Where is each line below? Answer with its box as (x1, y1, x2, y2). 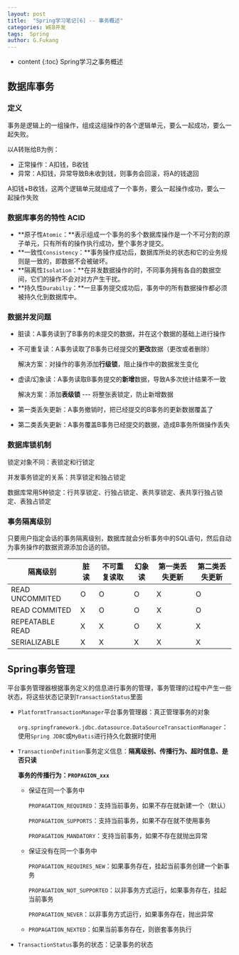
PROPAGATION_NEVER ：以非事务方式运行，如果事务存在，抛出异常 (28, 909, 214, 918)
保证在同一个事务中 (28, 785, 85, 795)
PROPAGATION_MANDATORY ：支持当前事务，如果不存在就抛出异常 (28, 831, 208, 840)
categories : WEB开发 (7, 24, 66, 31)
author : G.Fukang (7, 37, 59, 44)
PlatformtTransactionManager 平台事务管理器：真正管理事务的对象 (17, 707, 211, 716)
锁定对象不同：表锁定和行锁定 (7, 458, 95, 466)
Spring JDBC (30, 733, 66, 740)
